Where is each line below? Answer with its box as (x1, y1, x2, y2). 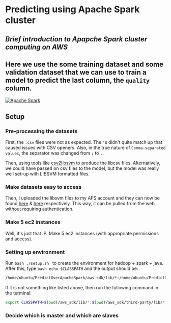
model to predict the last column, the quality (5, 76, 150, 85)
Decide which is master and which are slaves (5, 312, 119, 319)
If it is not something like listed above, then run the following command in (5, 284, 159, 290)
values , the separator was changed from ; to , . (5, 150, 104, 156)
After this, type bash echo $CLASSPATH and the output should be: (5, 265, 138, 271)
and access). (5, 236, 33, 242)
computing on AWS (5, 42, 68, 52)
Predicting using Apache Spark (5, 4, 140, 15)
